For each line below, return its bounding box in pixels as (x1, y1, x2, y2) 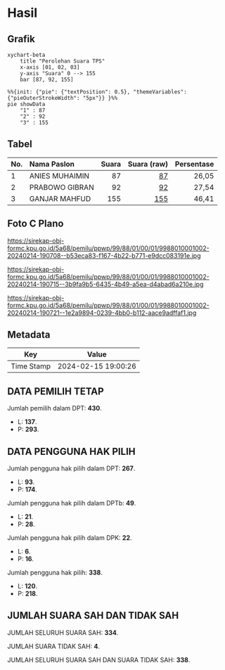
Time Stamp (11, 361, 51, 371)
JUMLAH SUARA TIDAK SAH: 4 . (7, 642, 101, 650)
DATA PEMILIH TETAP (7, 385, 104, 397)
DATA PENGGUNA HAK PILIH (7, 445, 136, 458)
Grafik (7, 33, 35, 45)
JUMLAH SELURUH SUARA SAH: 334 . (7, 628, 119, 637)
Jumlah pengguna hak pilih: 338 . (7, 568, 103, 577)
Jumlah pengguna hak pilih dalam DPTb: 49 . (7, 499, 136, 508)
